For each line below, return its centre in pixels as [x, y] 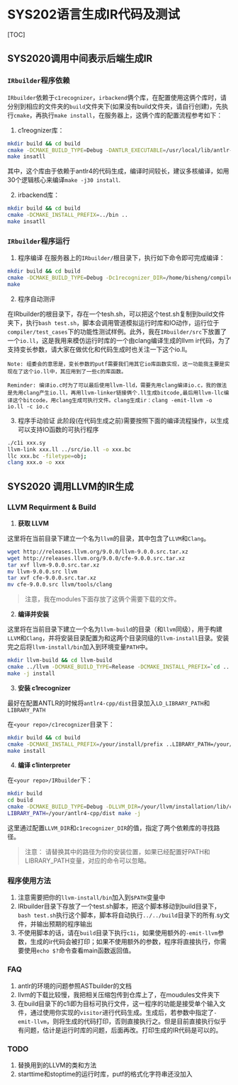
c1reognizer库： [41, 130]
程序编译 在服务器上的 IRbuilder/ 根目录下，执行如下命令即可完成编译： [121, 258]
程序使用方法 [29, 880]
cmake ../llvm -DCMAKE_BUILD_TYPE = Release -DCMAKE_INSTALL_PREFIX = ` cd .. [119, 667]
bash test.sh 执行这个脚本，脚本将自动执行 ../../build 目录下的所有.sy [120, 915]
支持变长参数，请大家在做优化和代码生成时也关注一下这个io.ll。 [99, 349]
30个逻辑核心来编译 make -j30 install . [64, 180]
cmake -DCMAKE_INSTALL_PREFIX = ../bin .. [68, 215]
